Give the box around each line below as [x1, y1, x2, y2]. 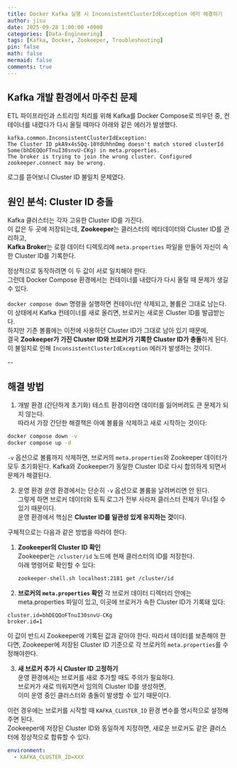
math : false [7, 50, 43, 58]
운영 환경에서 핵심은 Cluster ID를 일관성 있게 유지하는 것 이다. [17, 513, 187, 521]
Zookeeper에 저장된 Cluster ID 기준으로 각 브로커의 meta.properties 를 [22, 640, 221, 649]
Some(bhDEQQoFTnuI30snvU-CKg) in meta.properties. [7, 147, 160, 154]
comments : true [7, 63, 53, 70]
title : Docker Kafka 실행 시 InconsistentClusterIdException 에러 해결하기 [7, 10, 224, 18]
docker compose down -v [7, 433, 78, 440]
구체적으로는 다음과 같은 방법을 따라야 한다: [7, 528, 127, 536]
